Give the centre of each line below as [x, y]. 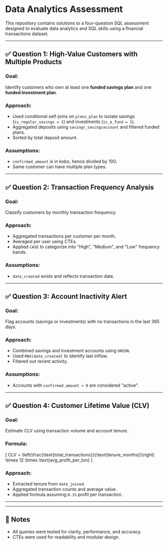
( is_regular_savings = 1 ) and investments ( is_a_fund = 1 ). [74, 122]
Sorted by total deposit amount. [45, 137]
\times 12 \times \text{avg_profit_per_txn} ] [49, 460]
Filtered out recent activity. [40, 361]
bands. [19, 252]
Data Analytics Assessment [64, 9]
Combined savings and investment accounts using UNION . [71, 351]
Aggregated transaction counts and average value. [65, 489]
